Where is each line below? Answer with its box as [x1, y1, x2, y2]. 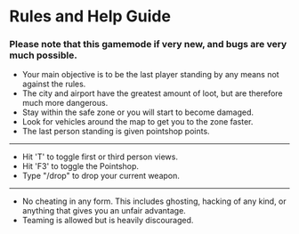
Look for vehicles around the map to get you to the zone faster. [21, 117, 254, 127]
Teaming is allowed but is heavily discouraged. [21, 215, 194, 226]
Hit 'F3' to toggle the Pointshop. [21, 161, 140, 172]
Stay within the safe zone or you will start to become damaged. [21, 107, 255, 117]
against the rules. [21, 78, 86, 90]
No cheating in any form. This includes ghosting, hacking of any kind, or [21, 196, 287, 206]
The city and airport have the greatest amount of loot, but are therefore [21, 88, 283, 99]
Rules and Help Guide [9, 6, 172, 27]
